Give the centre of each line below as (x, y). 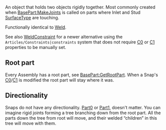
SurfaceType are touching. (32, 18)
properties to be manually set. (36, 47)
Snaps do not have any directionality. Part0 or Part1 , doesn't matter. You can (83, 107)
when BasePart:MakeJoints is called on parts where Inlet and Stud (73, 12)
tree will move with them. (31, 123)
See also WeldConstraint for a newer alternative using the (64, 37)
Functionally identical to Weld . (36, 27)
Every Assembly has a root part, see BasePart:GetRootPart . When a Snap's (82, 75)
